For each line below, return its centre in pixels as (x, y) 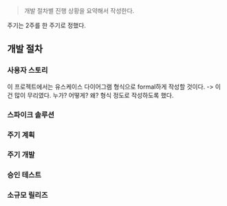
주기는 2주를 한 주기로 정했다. (46, 25)
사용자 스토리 (28, 70)
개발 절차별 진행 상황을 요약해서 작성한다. (79, 11)
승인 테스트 (24, 175)
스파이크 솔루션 (31, 115)
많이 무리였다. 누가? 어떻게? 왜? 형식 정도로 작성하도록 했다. (94, 95)
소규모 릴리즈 (28, 195)
